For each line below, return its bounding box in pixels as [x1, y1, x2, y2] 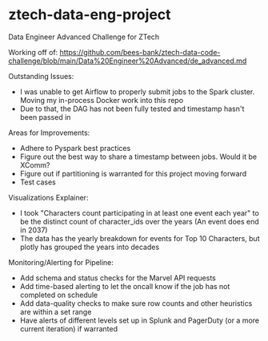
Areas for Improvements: [8, 128, 90, 137]
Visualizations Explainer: [8, 192, 89, 202]
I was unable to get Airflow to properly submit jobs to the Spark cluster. [19, 86, 255, 97]
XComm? [19, 160, 50, 169]
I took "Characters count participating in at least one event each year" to [19, 208, 260, 217]
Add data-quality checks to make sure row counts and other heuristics [19, 298, 253, 308]
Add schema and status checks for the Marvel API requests [19, 273, 216, 283]
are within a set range [19, 307, 92, 316]
